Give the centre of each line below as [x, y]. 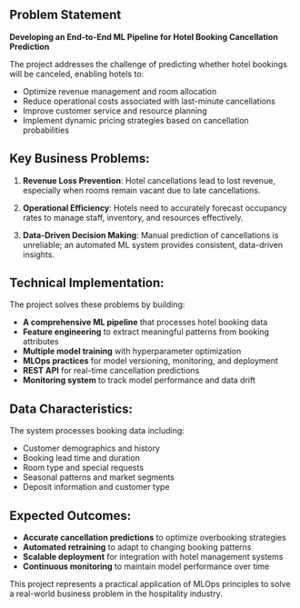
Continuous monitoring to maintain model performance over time [146, 566]
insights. [38, 254]
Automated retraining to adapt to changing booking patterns [137, 547]
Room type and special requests [83, 468]
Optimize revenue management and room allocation [120, 91]
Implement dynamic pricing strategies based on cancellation [136, 120]
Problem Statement [65, 15]
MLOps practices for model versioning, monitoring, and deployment [150, 361]
